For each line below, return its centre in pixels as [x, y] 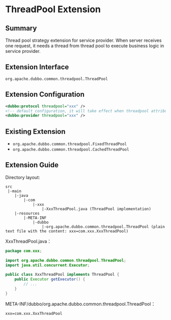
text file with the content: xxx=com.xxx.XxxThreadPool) [67, 231]
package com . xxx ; [24, 251]
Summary [21, 28]
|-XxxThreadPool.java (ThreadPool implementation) [96, 209]
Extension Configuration [45, 94]
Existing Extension [35, 132]
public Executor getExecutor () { [50, 279]
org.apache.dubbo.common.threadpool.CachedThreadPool [71, 150]
